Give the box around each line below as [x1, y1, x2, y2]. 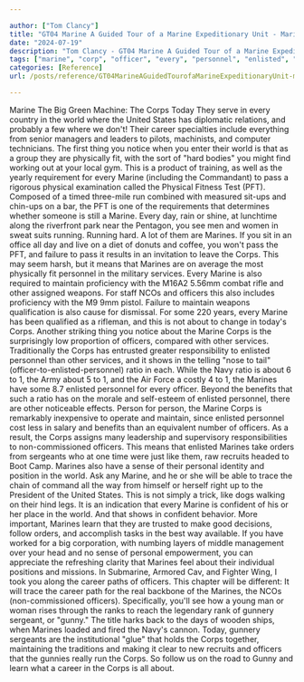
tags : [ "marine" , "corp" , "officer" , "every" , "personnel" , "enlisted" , [9, 55, 290, 64]
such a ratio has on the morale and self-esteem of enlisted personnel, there [9, 393, 291, 404]
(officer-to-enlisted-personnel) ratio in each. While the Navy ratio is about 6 [9, 364, 291, 375]
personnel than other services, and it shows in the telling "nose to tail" [9, 354, 271, 365]
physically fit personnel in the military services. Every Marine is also [9, 268, 262, 279]
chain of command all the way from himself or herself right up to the [9, 479, 264, 490]
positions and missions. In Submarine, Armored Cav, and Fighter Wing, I [9, 566, 278, 577]
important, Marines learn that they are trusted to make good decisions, [9, 518, 273, 529]
